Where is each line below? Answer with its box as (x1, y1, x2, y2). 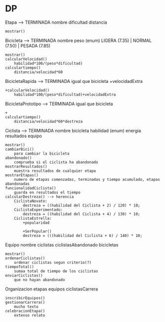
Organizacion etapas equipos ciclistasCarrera (5, 286, 98, 292)
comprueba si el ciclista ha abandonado (14, 160, 98, 164)
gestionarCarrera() (5, 300, 45, 305)
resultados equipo (5, 133, 42, 139)
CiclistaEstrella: (14, 216, 52, 221)
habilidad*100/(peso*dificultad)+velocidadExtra (14, 92, 116, 97)
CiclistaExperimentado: (14, 207, 63, 212)
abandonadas (5, 181, 30, 186)
